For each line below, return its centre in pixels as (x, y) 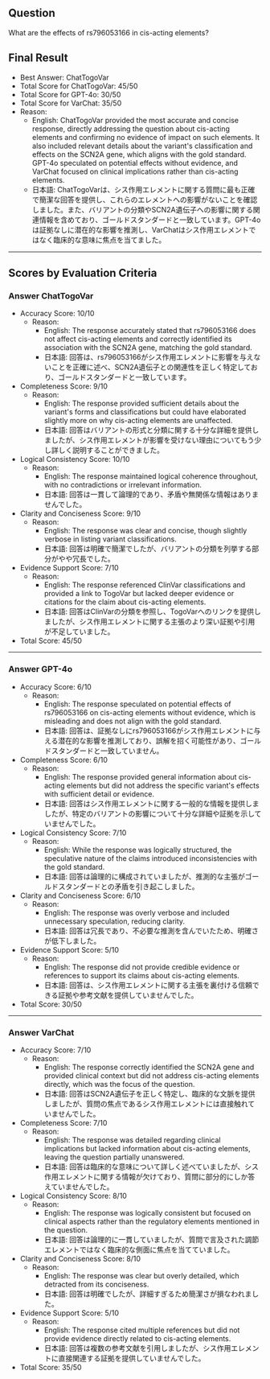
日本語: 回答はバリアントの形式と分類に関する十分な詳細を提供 (148, 430)
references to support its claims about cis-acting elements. (141, 975)
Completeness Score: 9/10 (64, 386)
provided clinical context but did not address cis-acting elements (151, 1075)
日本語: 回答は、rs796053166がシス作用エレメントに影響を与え (149, 357)
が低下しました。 (72, 941)
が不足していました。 (79, 632)
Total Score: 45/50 (51, 641)
